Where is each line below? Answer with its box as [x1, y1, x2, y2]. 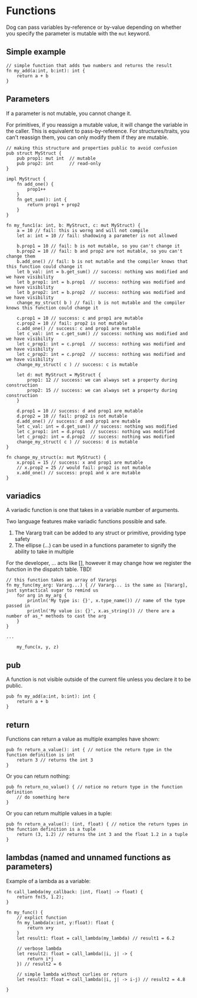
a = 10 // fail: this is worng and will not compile [16, 227, 149, 233]
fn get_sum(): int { [16, 196, 67, 203]
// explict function [16, 914, 67, 920]
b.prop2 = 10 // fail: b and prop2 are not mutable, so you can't [16, 248, 183, 254]
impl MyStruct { [6, 176, 46, 182]
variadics [6, 491, 41, 501]
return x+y [27, 925, 54, 931]
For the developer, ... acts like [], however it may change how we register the [6, 560, 192, 567]
